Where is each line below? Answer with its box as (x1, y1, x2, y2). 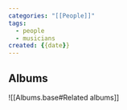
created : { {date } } (8, 42, 70, 50)
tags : (8, 19, 27, 27)
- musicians (15, 34, 56, 43)
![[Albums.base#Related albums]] (8, 92, 120, 102)
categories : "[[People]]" (8, 11, 95, 20)
